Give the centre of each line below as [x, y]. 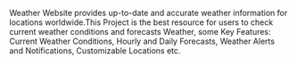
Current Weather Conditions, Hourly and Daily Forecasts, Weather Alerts [142, 41]
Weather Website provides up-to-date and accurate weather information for [148, 13]
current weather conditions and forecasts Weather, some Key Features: [140, 32]
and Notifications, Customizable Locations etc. [95, 51]
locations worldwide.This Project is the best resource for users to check [141, 22]
